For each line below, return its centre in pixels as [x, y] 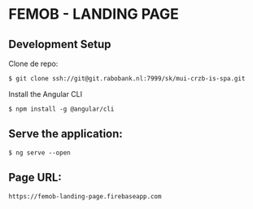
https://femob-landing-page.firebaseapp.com [85, 196]
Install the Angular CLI [46, 94]
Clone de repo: [33, 63]
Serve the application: [66, 134]
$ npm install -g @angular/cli [61, 109]
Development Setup [60, 44]
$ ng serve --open [39, 152]
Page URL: [35, 178]
